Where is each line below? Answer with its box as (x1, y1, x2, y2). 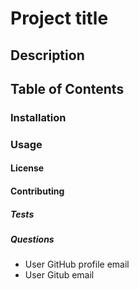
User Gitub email (24, 269, 95, 281)
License (10, 162, 45, 174)
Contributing (10, 185, 65, 197)
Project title (10, 7, 109, 30)
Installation (10, 110, 67, 124)
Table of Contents (10, 80, 125, 97)
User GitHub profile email (24, 258, 130, 271)
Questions (10, 233, 55, 245)
